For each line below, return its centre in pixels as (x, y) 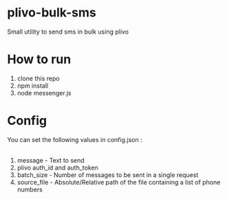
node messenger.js (44, 93)
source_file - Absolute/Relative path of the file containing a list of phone (119, 182)
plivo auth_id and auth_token (57, 167)
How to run (39, 59)
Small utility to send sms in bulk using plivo (68, 32)
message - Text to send (51, 160)
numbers (30, 189)
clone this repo (38, 78)
